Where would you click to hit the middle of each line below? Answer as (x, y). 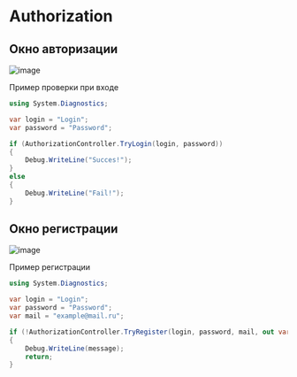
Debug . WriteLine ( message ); (75, 348)
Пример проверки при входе (64, 87)
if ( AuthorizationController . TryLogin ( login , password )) (116, 143)
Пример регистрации (50, 267)
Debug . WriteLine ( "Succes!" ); (79, 160)
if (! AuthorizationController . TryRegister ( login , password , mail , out (142, 332)
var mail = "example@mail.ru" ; (67, 316)
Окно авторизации (64, 49)
